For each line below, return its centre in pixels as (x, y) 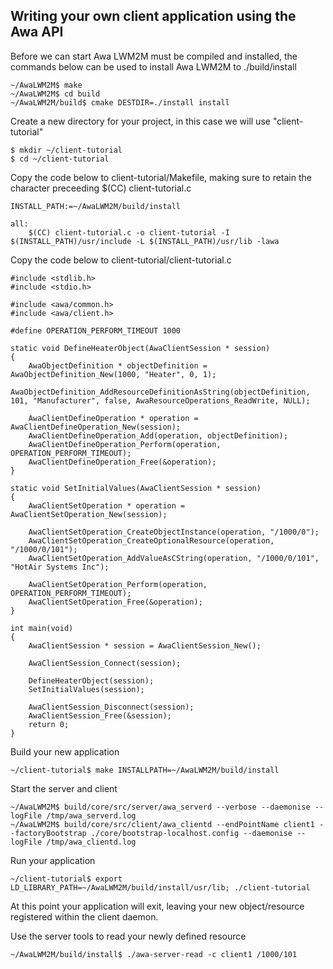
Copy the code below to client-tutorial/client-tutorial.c (121, 260)
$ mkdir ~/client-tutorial (66, 150)
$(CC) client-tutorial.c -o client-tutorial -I (129, 232)
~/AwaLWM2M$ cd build (55, 94)
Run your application (53, 860)
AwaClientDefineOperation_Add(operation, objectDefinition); (158, 435)
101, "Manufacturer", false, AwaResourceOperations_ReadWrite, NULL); (160, 400)
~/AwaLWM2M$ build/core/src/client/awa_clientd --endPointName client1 (162, 824)
